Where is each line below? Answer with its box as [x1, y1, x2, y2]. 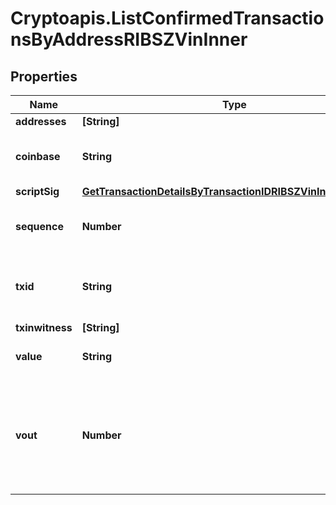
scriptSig [15, 185, 60, 198]
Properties [10, 68, 78, 85]
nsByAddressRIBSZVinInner [10, 28, 248, 51]
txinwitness [15, 321, 73, 334]
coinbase [15, 150, 61, 163]
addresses [15, 115, 67, 128]
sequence [15, 220, 64, 233]
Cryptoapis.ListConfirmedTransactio [10, 7, 325, 30]
